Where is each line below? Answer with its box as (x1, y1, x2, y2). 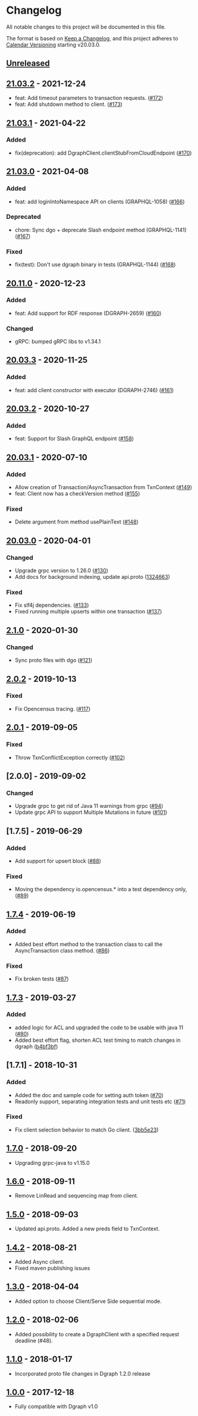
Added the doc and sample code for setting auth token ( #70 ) (14, 1091, 164, 1098)
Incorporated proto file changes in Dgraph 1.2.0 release (14, 1370, 150, 1377)
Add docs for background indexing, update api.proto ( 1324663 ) (14, 574, 171, 581)
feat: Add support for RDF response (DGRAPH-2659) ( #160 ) (14, 309, 162, 317)
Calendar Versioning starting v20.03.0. (6, 41, 101, 48)
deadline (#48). (14, 1337, 54, 1344)
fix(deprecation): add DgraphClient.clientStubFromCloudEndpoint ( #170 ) (14, 149, 192, 156)
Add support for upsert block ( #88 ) (14, 857, 101, 864)
